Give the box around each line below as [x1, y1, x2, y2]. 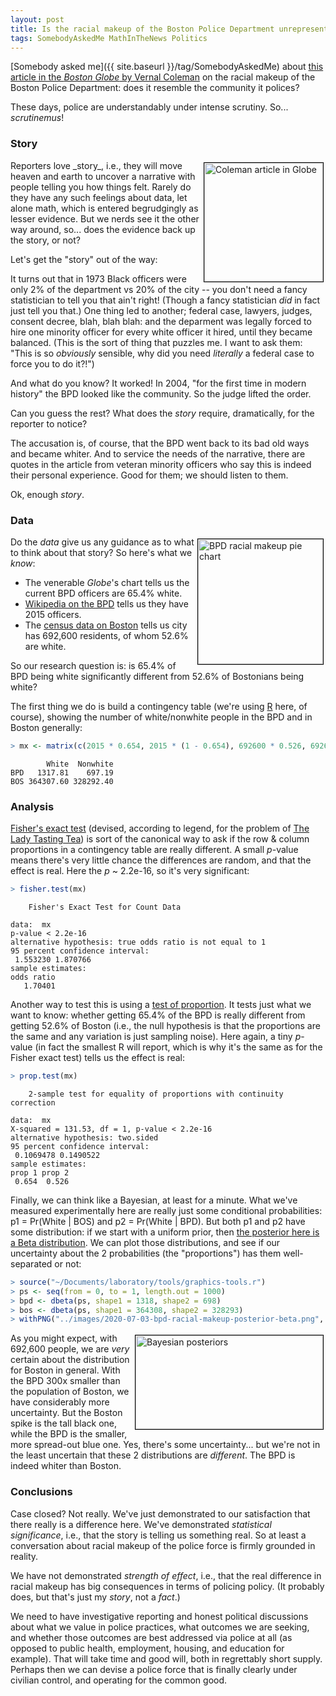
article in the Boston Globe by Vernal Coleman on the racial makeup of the [10, 71, 316, 83]
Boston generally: [10, 721, 83, 733]
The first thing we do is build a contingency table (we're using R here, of [10, 700, 308, 712]
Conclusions [10, 1485, 73, 1499]
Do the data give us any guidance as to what [10, 536, 195, 548]
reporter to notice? [10, 417, 88, 430]
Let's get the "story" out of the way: [10, 253, 158, 265]
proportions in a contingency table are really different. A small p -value [10, 844, 299, 856]
